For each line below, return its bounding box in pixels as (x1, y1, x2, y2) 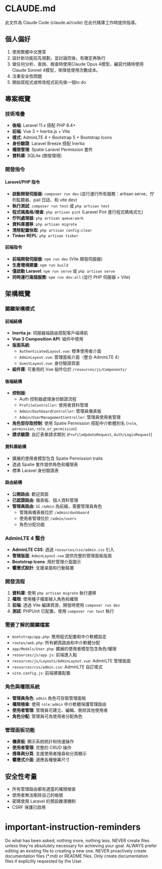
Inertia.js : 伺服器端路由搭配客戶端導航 (12, 330, 88, 336)
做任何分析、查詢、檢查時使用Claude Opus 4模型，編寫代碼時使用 (12, 61, 144, 67)
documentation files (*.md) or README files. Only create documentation (5, 853, 148, 859)
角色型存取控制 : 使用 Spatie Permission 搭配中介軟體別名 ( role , (12, 420, 138, 426)
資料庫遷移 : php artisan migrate (12, 221, 77, 227)
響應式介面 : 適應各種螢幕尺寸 (12, 757, 70, 763)
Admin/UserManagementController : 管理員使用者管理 (19, 414, 121, 420)
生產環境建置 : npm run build (12, 262, 69, 268)
